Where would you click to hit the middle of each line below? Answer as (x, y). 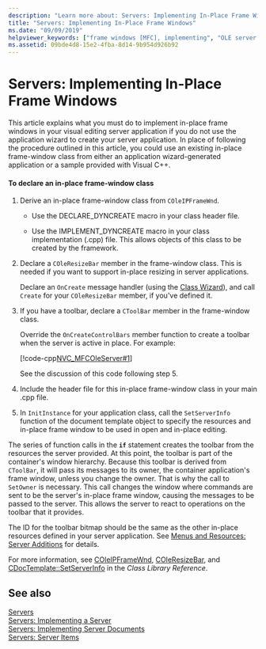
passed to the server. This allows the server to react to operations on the (127, 504)
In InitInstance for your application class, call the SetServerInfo (125, 413)
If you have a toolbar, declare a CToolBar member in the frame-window (135, 311)
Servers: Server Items (44, 637)
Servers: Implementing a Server (60, 621)
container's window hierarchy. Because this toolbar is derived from (118, 462)
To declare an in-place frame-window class (81, 183)
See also (30, 593)
